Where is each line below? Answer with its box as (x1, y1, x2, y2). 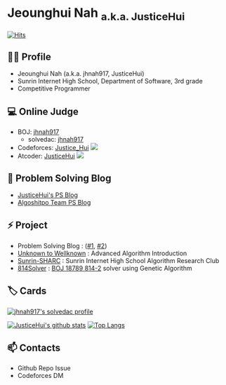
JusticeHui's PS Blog (17, 191, 79, 199)
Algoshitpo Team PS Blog (17, 198, 91, 206)
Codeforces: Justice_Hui (17, 144, 89, 152)
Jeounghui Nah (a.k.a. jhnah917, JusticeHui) (17, 69, 145, 78)
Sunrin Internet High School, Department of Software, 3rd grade (17, 77, 204, 86)
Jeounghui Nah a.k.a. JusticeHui (7, 5, 185, 23)
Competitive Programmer (17, 84, 91, 93)
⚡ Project (7, 219, 48, 231)
